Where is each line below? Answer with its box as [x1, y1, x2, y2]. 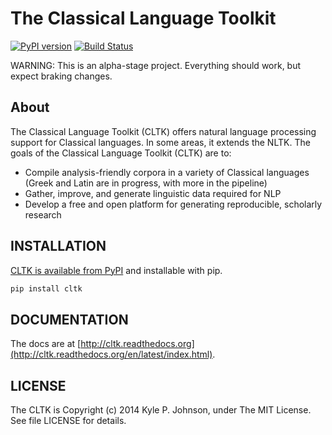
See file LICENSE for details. [10, 415, 127, 427]
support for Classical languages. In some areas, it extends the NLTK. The [10, 136, 311, 148]
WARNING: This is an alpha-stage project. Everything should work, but [10, 59, 302, 71]
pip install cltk [10, 283, 83, 294]
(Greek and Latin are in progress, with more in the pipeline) [24, 177, 268, 189]
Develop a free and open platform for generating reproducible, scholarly [24, 198, 323, 210]
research [24, 208, 62, 221]
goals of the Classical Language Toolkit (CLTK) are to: [10, 147, 232, 159]
